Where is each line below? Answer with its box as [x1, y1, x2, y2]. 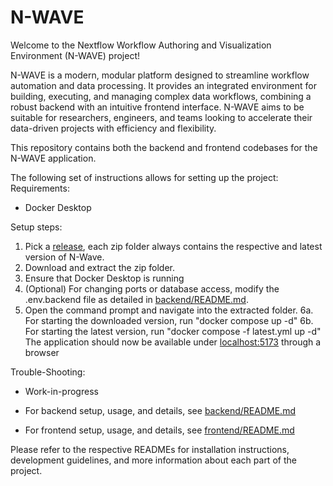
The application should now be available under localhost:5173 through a [24, 336, 322, 348]
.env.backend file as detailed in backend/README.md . [24, 293, 249, 305]
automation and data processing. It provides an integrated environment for [10, 79, 317, 91]
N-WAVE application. [10, 152, 97, 164]
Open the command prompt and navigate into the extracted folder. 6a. [24, 304, 314, 316]
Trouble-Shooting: [10, 366, 86, 378]
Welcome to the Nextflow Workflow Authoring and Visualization [10, 39, 272, 51]
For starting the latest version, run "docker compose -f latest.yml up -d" [24, 325, 322, 337]
